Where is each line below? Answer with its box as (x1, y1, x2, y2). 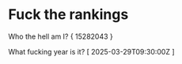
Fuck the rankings (8, 6, 129, 24)
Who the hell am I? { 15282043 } (8, 32, 113, 41)
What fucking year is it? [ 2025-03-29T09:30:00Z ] (8, 47, 176, 56)
